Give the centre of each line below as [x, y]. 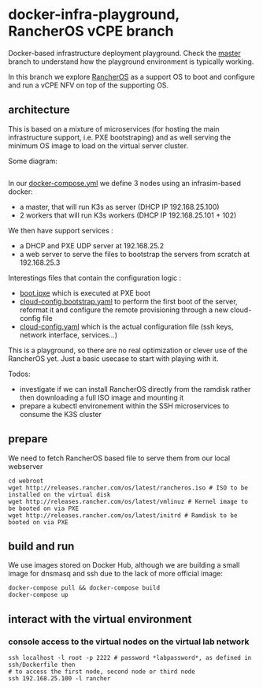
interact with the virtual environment [100, 619]
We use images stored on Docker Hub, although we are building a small [124, 565]
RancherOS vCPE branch [91, 31]
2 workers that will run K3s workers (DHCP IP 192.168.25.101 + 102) [128, 215]
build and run [41, 546]
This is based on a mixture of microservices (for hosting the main [114, 128]
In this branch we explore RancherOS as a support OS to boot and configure [131, 76]
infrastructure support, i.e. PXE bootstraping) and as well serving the [119, 137]
